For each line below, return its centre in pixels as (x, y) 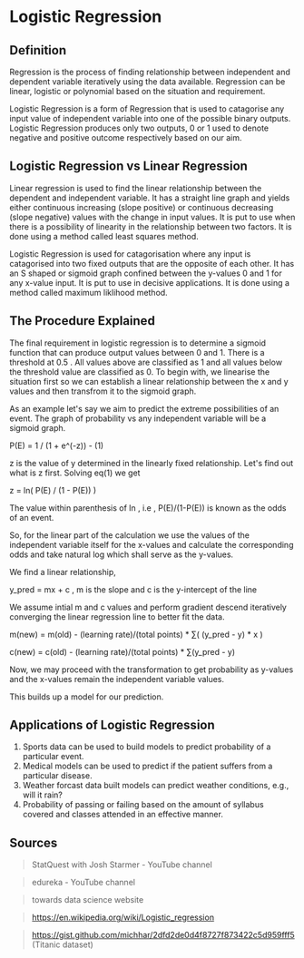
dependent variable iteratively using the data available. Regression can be (147, 82)
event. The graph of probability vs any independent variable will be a (138, 418)
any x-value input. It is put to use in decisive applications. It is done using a (150, 282)
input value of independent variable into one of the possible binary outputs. (150, 118)
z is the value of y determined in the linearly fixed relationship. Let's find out (152, 463)
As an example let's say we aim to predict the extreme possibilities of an (144, 408)
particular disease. (57, 776)
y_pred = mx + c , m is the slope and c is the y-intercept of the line (133, 589)
